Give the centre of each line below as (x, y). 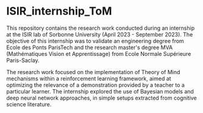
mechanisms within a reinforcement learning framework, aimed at (89, 78)
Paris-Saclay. (23, 60)
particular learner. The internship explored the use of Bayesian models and (100, 91)
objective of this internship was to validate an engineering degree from (95, 41)
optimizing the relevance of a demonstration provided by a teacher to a (95, 85)
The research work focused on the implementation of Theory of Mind (93, 72)
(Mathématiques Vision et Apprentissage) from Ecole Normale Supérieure (99, 53)
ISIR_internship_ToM (59, 11)
